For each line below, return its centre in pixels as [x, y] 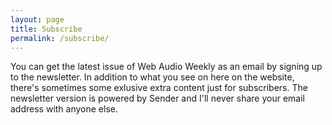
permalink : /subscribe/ [60, 38]
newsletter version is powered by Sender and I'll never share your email [158, 98]
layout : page [37, 19]
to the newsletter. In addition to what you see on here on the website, [152, 77]
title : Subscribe [46, 29]
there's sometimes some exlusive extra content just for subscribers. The [159, 88]
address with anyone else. [64, 109]
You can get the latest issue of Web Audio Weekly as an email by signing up [166, 67]
